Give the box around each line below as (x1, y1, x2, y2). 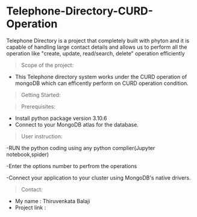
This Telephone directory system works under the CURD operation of (14, 73, 187, 80)
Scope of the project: (20, 61, 74, 69)
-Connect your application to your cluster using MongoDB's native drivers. (6, 174, 191, 181)
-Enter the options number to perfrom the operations (6, 162, 137, 169)
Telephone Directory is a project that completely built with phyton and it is (6, 37, 190, 44)
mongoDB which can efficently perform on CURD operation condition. (14, 80, 189, 87)
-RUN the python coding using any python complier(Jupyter (6, 144, 155, 151)
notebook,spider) (6, 151, 49, 158)
